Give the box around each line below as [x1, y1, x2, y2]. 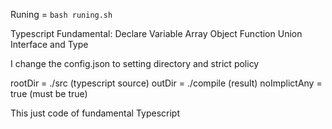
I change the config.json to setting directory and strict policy [10, 58, 260, 69]
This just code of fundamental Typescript [10, 107, 180, 119]
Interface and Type [10, 39, 89, 50]
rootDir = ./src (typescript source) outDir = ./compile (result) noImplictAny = [10, 77, 323, 89]
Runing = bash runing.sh [10, 9, 113, 20]
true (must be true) [10, 88, 88, 99]
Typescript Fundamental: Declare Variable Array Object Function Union [10, 28, 303, 39]
